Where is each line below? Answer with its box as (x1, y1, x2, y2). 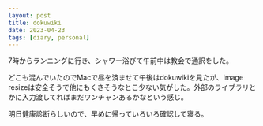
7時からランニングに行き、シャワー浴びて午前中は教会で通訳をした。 (8, 56, 233, 65)
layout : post (8, 11, 51, 20)
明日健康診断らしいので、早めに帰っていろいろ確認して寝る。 (8, 109, 209, 119)
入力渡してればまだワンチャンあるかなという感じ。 (21, 92, 188, 102)
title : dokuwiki (8, 19, 62, 27)
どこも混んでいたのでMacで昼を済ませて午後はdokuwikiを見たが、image (8, 72, 243, 83)
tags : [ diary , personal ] (8, 33, 90, 42)
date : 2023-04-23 (8, 26, 66, 34)
